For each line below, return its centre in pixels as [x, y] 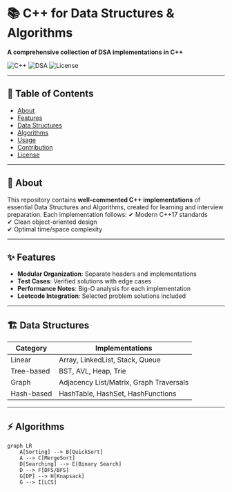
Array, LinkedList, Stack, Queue [109, 360]
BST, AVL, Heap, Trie [92, 371]
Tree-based [30, 371]
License [28, 155]
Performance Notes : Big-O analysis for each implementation [104, 289]
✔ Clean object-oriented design [52, 222]
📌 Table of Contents [50, 94]
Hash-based [31, 394]
